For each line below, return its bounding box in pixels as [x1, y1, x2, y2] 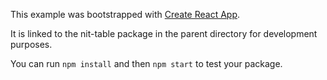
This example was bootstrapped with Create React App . [10, 9, 241, 20]
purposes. [10, 39, 53, 50]
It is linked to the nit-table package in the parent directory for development [10, 28, 318, 39]
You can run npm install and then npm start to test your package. [10, 58, 283, 69]
